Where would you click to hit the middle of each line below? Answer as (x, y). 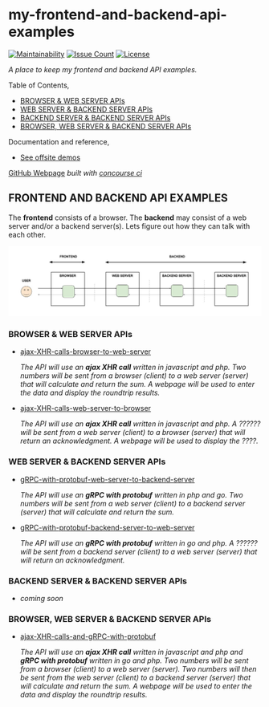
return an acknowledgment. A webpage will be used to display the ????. (139, 441)
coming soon (42, 598)
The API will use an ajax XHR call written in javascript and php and (131, 652)
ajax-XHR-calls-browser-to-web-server (85, 351)
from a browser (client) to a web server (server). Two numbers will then (138, 669)
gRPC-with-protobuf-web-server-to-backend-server (107, 479)
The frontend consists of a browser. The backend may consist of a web (128, 217)
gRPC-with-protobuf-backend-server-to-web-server (107, 527)
